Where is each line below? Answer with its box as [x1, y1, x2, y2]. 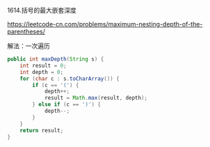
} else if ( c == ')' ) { [32, 101, 101, 108]
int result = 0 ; [19, 62, 67, 69]
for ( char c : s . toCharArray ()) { [19, 75, 120, 82]
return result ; [19, 127, 64, 134]
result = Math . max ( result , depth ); [44, 95, 148, 102]
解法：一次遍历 [7, 42, 50, 50]
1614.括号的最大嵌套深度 [7, 6, 76, 14]
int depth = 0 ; [19, 68, 64, 75]
